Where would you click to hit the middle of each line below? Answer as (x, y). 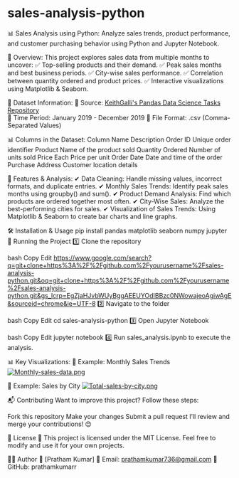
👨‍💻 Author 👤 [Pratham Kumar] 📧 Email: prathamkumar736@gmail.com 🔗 (112, 459)
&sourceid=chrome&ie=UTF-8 (52, 303)
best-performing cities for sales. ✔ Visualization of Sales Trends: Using (111, 208)
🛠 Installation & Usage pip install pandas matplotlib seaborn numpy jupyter (117, 230)
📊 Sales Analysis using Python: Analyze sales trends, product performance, (119, 33)
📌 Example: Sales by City (44, 386)
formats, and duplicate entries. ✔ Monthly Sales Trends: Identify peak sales (118, 186)
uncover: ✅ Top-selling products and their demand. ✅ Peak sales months (115, 65)
